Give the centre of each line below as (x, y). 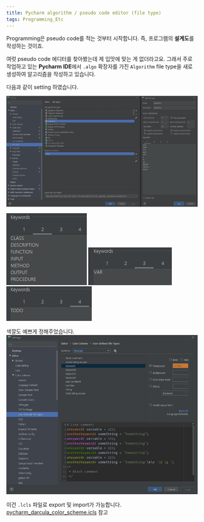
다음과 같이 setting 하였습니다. (42, 87)
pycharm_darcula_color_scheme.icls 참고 (57, 512)
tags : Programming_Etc (35, 19)
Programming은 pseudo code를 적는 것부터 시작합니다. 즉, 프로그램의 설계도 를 (100, 38)
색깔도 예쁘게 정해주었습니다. (40, 331)
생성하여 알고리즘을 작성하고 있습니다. (51, 74)
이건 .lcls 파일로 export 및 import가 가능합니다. (64, 505)
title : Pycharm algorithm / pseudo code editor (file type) (84, 13)
